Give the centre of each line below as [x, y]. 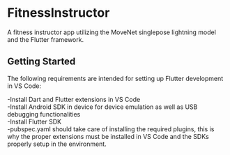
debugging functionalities [44, 114]
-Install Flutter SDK [34, 121]
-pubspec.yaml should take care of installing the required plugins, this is [111, 129]
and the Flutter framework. [46, 39]
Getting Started [41, 62]
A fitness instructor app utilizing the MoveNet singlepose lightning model [112, 32]
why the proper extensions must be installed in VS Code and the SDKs [108, 136]
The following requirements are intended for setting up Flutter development [115, 78]
